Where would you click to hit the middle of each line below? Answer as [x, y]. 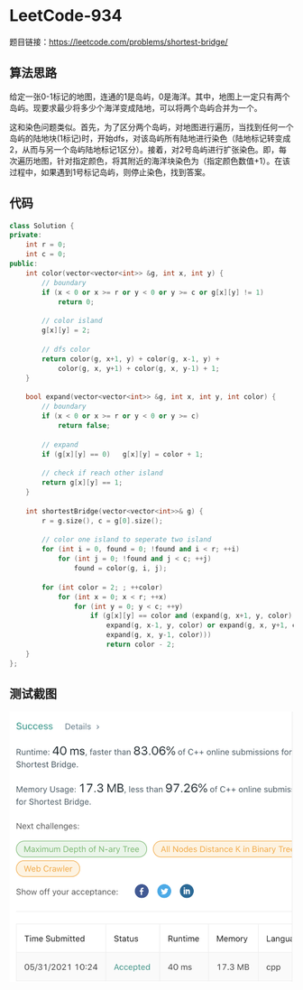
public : [24, 264]
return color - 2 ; [141, 645]
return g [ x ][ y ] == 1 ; [83, 483]
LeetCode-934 [66, 16]
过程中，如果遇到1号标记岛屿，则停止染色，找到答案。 [110, 171]
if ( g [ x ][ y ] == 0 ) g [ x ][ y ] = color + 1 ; [123, 454]
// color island [72, 321]
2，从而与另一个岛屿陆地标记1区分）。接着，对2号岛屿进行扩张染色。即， [144, 149]
